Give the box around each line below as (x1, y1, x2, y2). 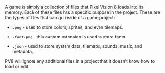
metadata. (12, 49, 33, 54)
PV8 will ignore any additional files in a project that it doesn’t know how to (5, 58, 155, 64)
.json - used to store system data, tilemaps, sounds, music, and (12, 43, 142, 49)
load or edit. (5, 64, 30, 69)
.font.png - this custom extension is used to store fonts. (12, 34, 127, 39)
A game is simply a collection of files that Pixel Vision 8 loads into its (5, 4, 144, 10)
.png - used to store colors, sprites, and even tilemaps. (12, 24, 123, 30)
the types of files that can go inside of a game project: (5, 15, 115, 20)
